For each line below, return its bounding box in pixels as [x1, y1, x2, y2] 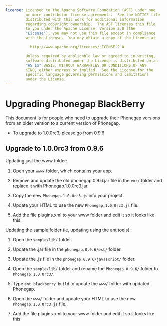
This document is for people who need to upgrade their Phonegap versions [5, 115, 160, 121]
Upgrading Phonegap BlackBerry [5, 98, 145, 110]
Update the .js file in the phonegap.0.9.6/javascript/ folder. [12, 256, 136, 262]
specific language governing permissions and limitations [25, 72, 149, 77]
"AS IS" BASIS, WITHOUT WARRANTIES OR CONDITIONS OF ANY [25, 63, 147, 68]
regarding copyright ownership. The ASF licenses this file [25, 21, 156, 27]
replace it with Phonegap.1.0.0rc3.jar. [12, 183, 89, 189]
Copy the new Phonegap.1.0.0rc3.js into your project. [12, 192, 124, 198]
